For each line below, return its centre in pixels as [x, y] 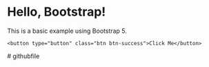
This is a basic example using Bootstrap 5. [67, 31]
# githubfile [23, 56]
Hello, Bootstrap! [57, 12]
